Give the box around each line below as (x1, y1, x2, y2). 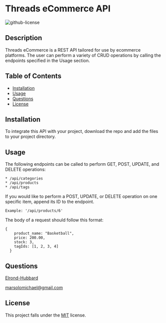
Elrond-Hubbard (5, 275, 38, 281)
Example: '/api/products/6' (5, 208, 63, 213)
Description (5, 34, 42, 42)
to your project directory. (5, 133, 56, 139)
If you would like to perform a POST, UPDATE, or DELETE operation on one (5, 194, 158, 199)
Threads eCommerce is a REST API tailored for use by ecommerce (5, 47, 141, 53)
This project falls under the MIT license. (5, 312, 86, 318)
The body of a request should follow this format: (5, 217, 104, 223)
